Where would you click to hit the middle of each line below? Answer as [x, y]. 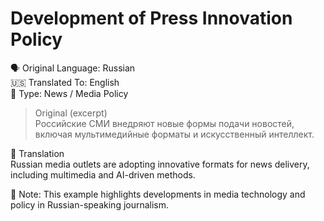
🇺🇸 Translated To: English [65, 82]
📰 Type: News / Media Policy [69, 93]
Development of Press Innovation [151, 18]
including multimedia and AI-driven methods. [103, 174]
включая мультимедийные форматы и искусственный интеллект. [174, 134]
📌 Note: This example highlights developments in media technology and [158, 194]
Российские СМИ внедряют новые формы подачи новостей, [164, 123]
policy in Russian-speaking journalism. [90, 204]
